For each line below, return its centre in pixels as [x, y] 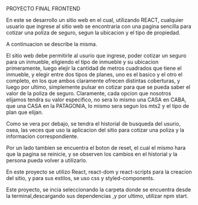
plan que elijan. [25, 112]
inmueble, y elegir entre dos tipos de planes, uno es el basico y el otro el [94, 74]
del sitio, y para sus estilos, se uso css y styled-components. [80, 178]
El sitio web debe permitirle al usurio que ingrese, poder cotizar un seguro [96, 55]
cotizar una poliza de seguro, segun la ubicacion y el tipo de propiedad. [93, 33]
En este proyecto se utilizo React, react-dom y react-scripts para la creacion [99, 172]
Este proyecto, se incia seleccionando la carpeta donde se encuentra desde [99, 190]
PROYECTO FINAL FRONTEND [43, 9]
